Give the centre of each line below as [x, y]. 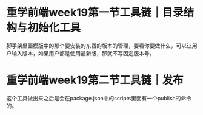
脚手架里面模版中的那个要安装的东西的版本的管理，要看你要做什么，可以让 [99, 46]
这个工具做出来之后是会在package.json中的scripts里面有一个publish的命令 [99, 98]
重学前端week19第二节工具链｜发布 [95, 80]
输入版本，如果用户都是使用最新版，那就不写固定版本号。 [83, 53]
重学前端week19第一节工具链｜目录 [95, 12]
